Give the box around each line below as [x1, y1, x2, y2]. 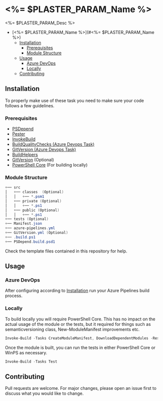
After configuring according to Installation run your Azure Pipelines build [5, 288, 149, 294]
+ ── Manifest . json [5, 221, 42, 226]
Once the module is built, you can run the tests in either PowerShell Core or [5, 344, 156, 351]
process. [5, 293, 23, 299]
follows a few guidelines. [5, 102, 55, 108]
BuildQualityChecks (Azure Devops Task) [12, 141, 95, 147]
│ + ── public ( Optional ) [5, 208, 60, 213]
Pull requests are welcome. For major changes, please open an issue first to [5, 385, 157, 391]
